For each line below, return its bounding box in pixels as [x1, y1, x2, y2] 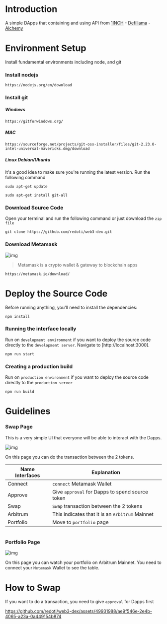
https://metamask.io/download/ [5, 272, 70, 277]
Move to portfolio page [52, 519, 109, 526]
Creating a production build [5, 363, 73, 370]
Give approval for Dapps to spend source [52, 488, 148, 495]
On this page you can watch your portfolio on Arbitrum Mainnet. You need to [5, 559, 162, 565]
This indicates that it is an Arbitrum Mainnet [52, 510, 154, 517]
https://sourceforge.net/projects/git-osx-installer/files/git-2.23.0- [5, 142, 157, 147]
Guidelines [5, 406, 51, 417]
